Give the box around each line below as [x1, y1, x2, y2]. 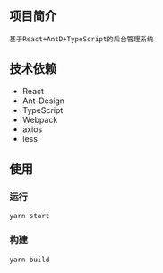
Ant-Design [21, 95, 65, 106]
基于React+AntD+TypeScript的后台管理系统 [9, 34, 154, 43]
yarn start [9, 212, 50, 221]
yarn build [9, 255, 50, 264]
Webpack [21, 114, 58, 125]
